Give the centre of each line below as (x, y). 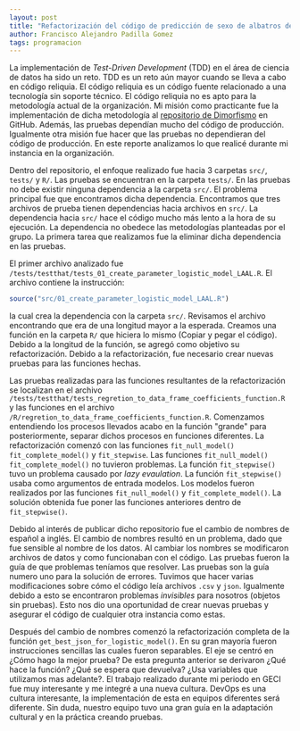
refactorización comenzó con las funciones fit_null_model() (122, 445)
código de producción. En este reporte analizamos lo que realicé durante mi (149, 144)
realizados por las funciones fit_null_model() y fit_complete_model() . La (146, 493)
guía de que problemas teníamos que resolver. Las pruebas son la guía (139, 567)
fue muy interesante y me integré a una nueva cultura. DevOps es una (137, 689)
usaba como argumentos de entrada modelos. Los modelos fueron (132, 484)
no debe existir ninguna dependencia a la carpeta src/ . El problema (133, 189)
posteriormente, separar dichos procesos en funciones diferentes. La (137, 436)
